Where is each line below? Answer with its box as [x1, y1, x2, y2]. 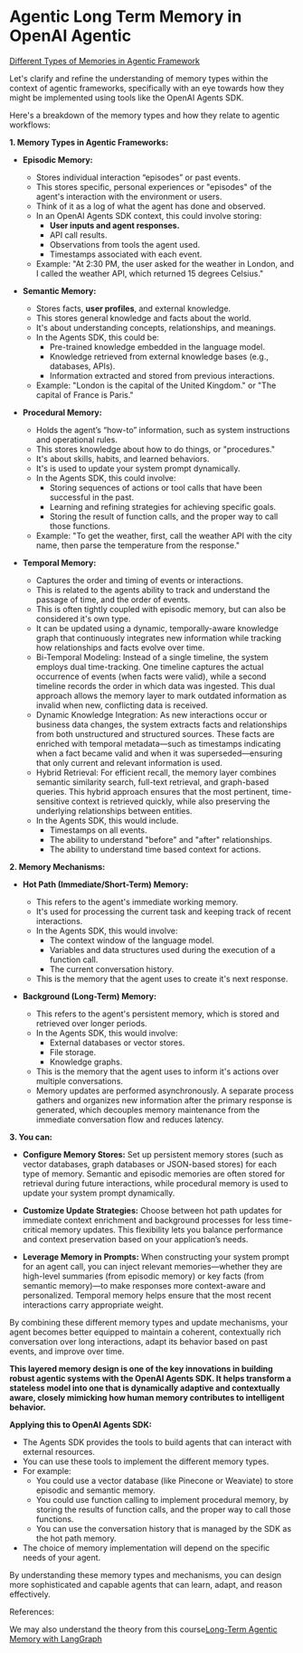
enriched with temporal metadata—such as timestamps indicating [35, 738, 281, 749]
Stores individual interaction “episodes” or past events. [35, 172, 241, 183]
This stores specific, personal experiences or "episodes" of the [35, 181, 272, 192]
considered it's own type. [35, 613, 131, 624]
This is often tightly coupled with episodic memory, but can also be [35, 603, 287, 614]
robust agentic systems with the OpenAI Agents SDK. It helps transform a [9, 1373, 292, 1384]
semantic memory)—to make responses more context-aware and [22, 1280, 266, 1290]
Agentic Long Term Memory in [9, 6, 242, 27]
